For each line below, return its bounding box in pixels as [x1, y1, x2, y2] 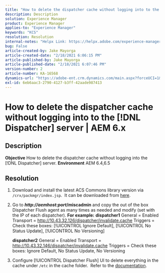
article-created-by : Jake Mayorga [5, 48, 76, 53]
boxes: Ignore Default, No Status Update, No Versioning [12, 248, 125, 254]
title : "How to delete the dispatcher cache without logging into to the [5, 7, 160, 12]
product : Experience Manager [5, 21, 65, 26]
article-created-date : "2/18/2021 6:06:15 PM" [5, 53, 102, 58]
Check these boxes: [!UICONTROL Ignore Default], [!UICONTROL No [12, 223, 151, 229]
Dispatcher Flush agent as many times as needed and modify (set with [12, 207, 155, 213]
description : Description [5, 12, 58, 17]
